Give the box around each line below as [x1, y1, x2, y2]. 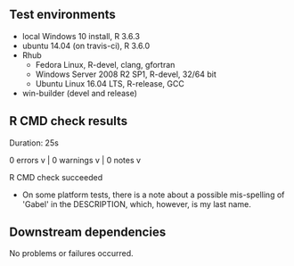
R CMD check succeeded [9, 171, 103, 182]
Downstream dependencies [9, 225, 167, 240]
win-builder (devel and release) [21, 87, 138, 98]
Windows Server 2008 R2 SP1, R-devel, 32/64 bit [35, 69, 216, 79]
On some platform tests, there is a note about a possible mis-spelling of [21, 189, 285, 200]
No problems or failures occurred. [9, 248, 134, 259]
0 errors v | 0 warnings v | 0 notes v [9, 154, 141, 165]
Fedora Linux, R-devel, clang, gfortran [35, 59, 176, 70]
